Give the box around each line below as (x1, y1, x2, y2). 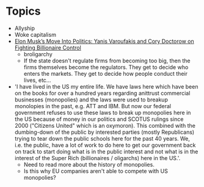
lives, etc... (23, 76, 51, 84)
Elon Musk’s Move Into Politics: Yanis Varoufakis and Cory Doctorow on (14, 37, 194, 45)
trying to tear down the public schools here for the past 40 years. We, (14, 134, 191, 142)
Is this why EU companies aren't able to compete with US (23, 167, 169, 175)
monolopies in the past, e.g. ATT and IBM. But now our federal (14, 102, 172, 109)
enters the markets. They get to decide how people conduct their (23, 70, 188, 77)
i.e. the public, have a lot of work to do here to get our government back (14, 141, 196, 148)
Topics (5, 4, 41, 18)
